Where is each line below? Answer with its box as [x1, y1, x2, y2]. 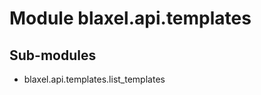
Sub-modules [9, 47, 97, 64]
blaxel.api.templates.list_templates [23, 73, 166, 85]
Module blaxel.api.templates [9, 7, 252, 30]
